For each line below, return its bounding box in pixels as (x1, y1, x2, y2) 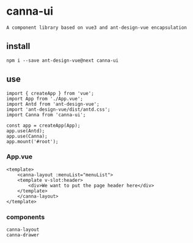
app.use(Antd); (6, 127, 45, 134)
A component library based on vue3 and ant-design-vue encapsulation (6, 24, 188, 31)
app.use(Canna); (6, 133, 48, 139)
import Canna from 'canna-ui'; (6, 111, 86, 118)
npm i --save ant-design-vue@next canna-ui (6, 57, 119, 64)
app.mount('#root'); (6, 138, 59, 144)
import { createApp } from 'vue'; (6, 90, 95, 96)
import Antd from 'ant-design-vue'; (6, 101, 100, 107)
